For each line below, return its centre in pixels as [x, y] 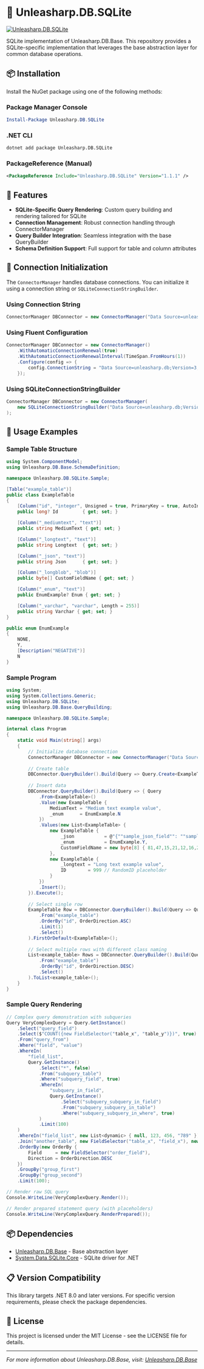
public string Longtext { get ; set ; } [68, 545]
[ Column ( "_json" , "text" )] [51, 556]
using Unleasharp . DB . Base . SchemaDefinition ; [63, 467]
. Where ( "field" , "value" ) [50, 1045]
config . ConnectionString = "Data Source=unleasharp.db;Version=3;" [115, 368]
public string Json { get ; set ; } [68, 561]
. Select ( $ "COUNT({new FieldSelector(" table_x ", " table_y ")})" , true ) [107, 1034]
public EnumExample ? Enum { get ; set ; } [69, 595]
